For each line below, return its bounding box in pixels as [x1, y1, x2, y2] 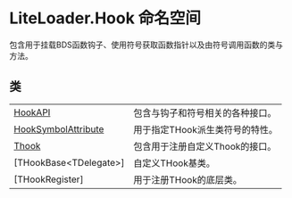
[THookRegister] [13, 173, 84, 186]
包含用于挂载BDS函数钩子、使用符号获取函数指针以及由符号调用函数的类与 [9, 39, 284, 50]
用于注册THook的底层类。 [133, 173, 243, 186]
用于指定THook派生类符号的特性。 [133, 123, 279, 136]
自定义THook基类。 [133, 157, 216, 169]
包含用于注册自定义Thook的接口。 [133, 140, 277, 153]
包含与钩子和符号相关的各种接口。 [133, 106, 277, 119]
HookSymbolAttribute [13, 122, 104, 135]
